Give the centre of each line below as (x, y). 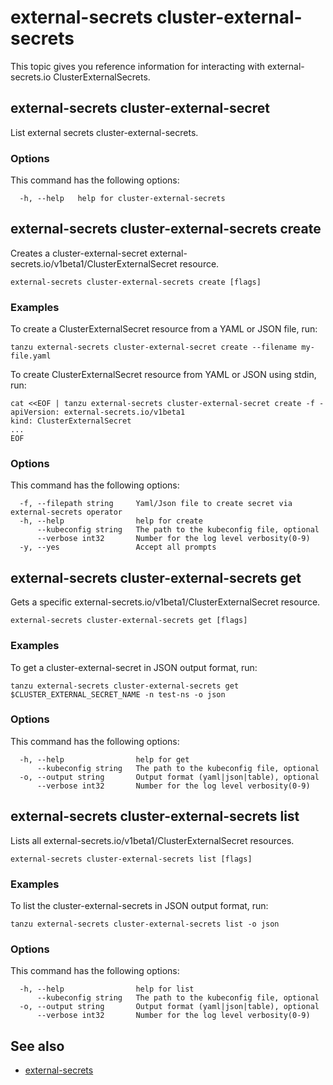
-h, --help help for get (104, 759)
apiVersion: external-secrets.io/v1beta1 (98, 412)
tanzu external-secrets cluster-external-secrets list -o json (145, 924)
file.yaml (31, 356)
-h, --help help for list (107, 989)
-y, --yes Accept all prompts (118, 547)
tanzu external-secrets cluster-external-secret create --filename (154, 347)
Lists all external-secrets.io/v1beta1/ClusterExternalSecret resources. (152, 840)
